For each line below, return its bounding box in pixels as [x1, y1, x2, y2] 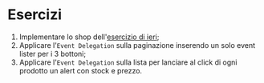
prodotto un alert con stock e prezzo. [18, 65, 142, 75]
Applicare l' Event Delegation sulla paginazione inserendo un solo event [18, 40, 256, 49]
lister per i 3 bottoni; [18, 49, 86, 58]
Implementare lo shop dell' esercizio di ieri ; [18, 32, 160, 41]
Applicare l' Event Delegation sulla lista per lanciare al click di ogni [18, 57, 238, 67]
